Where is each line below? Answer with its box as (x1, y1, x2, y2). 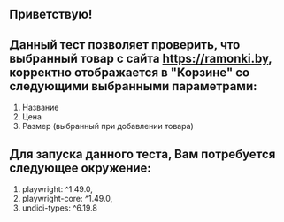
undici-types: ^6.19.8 (21, 203, 97, 213)
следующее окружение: (9, 160, 152, 175)
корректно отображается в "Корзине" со (9, 65, 250, 80)
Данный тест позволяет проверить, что (9, 37, 241, 52)
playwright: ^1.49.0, (21, 184, 93, 195)
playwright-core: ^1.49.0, (21, 194, 113, 204)
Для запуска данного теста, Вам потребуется (9, 146, 276, 162)
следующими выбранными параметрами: (9, 79, 257, 94)
